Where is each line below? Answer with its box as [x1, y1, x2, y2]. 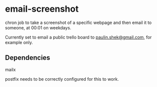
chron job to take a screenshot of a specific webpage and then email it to [5, 20, 152, 25]
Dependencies [5, 54, 50, 62]
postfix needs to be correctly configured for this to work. [5, 76, 119, 82]
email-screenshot [5, 3, 79, 15]
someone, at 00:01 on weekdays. [5, 24, 72, 30]
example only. [5, 39, 33, 45]
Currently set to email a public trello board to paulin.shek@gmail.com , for [5, 34, 152, 40]
